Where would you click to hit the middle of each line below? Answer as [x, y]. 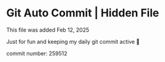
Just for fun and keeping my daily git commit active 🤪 [73, 41]
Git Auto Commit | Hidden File [83, 13]
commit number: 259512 [37, 53]
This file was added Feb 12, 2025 [48, 30]
